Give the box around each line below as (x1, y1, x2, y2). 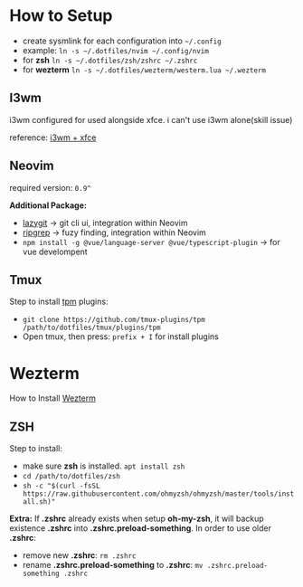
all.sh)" (22, 497, 56, 507)
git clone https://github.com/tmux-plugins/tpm (22, 316, 205, 325)
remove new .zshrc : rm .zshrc (22, 550, 137, 561)
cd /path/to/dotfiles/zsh (22, 472, 120, 481)
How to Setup (9, 5, 113, 26)
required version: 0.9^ (9, 182, 92, 193)
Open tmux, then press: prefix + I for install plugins (22, 331, 220, 342)
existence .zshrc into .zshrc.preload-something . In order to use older (9, 523, 271, 534)
